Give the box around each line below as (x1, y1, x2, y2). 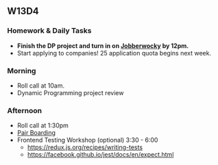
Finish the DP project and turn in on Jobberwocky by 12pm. (16, 41, 189, 50)
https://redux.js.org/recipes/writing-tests (27, 143, 143, 151)
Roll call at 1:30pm (16, 121, 69, 129)
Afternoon (7, 105, 43, 115)
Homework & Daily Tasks (7, 26, 92, 36)
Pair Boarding (16, 129, 56, 137)
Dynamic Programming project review (16, 88, 124, 97)
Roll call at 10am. (16, 81, 65, 90)
